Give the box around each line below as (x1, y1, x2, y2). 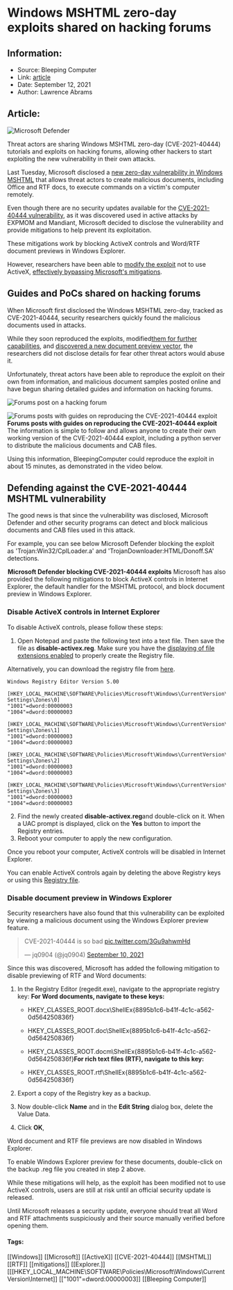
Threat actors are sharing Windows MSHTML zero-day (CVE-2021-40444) (7, 140, 221, 148)
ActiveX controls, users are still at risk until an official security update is (7, 1186, 212, 1194)
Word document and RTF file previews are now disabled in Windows (7, 1137, 202, 1146)
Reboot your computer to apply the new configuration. (17, 834, 173, 842)
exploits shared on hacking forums (7, 19, 212, 35)
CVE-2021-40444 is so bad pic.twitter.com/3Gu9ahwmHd (24, 937, 191, 945)
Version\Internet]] (7, 1275, 58, 1283)
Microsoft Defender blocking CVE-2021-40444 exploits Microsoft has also (8, 568, 226, 576)
